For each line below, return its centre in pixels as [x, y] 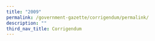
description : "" [26, 23]
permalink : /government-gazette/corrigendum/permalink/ [77, 17]
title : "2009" [24, 12]
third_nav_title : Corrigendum [44, 29]
